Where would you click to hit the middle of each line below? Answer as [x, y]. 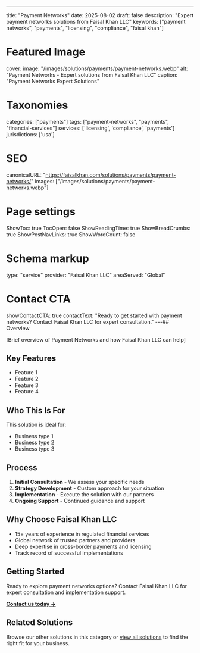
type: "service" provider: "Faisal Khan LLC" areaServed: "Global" [86, 275]
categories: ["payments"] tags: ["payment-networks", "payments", [88, 121]
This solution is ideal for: [36, 425]
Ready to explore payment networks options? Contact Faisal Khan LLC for [97, 586]
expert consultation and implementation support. [66, 592]
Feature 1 [26, 373]
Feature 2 [26, 379]
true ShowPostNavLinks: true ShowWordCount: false [71, 234]
